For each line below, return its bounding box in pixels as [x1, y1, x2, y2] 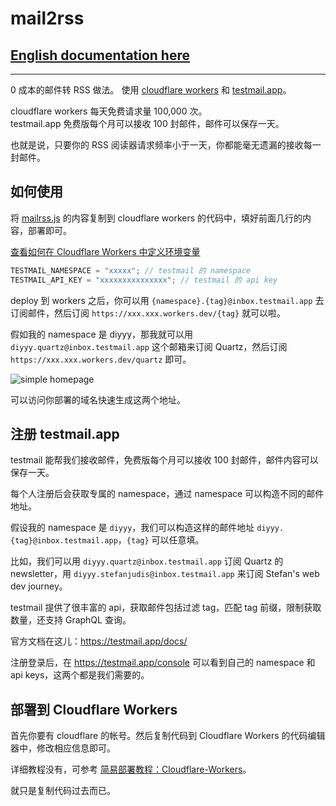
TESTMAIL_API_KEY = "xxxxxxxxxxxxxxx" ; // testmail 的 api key [10, 275, 278, 285]
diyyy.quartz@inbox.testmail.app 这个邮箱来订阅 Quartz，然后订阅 [10, 340, 288, 352]
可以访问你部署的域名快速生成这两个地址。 [10, 393, 186, 406]
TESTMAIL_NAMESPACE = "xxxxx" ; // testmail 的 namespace [10, 265, 252, 276]
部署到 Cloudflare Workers [10, 701, 178, 718]
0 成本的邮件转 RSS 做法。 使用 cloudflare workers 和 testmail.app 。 [10, 84, 292, 96]
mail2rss [10, 7, 85, 30]
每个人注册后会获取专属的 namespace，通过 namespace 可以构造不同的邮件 [10, 488, 325, 500]
